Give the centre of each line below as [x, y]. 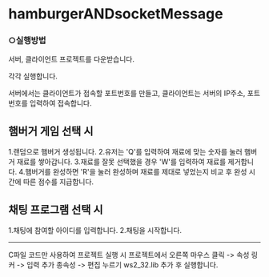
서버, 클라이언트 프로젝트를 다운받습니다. [71, 59]
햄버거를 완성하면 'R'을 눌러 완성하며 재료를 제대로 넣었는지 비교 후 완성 [136, 172]
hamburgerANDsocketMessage [116, 14]
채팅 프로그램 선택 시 [56, 209]
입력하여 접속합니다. [60, 103]
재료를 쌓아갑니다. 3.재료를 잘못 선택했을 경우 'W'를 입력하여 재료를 [121, 162]
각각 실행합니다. [33, 76]
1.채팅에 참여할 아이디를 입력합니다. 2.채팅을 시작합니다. [95, 231]
